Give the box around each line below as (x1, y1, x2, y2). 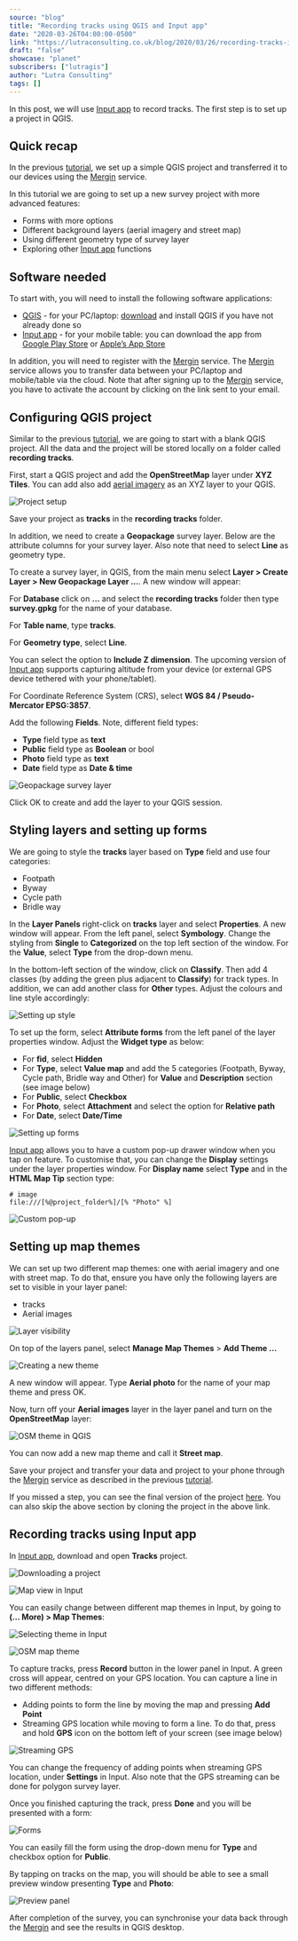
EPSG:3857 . (45, 700, 91, 711)
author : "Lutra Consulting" (9, 71, 114, 80)
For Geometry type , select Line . (9, 637, 128, 648)
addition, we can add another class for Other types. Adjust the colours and (9, 982, 283, 993)
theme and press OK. (9, 1387, 87, 1397)
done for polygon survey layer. (9, 1780, 122, 1791)
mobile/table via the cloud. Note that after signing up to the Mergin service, (9, 375, 284, 386)
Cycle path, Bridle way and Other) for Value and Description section (21, 1072, 273, 1083)
